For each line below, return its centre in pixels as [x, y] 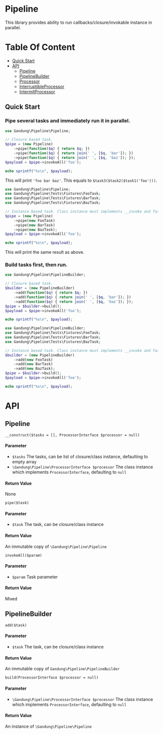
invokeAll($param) [24, 555]
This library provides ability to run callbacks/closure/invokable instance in [79, 22]
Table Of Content [40, 47]
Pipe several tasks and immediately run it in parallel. [68, 121]
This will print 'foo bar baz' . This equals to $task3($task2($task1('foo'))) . [81, 180]
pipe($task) [17, 503]
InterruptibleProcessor [42, 87]
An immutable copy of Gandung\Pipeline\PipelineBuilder [62, 669]
